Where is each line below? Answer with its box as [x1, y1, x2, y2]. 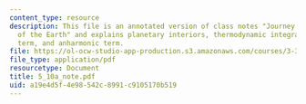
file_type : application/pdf [9, 55, 117, 64]
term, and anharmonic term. [17, 38, 125, 48]
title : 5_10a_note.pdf [9, 72, 96, 81]
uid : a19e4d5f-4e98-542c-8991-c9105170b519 [9, 80, 178, 90]
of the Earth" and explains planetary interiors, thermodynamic [17, 30, 267, 39]
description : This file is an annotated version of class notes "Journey [9, 22, 296, 31]
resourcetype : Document [9, 64, 100, 73]
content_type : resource [9, 13, 100, 23]
